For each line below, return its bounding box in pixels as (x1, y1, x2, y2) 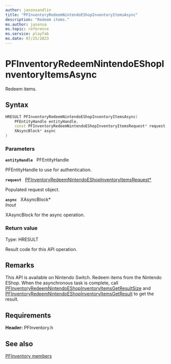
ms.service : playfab (5, 31, 50, 36)
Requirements (5, 311, 51, 320)
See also (5, 339, 33, 348)
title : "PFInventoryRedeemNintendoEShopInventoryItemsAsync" (5, 12, 138, 17)
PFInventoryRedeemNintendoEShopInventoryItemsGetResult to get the (5, 291, 154, 297)
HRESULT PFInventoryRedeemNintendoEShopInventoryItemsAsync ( (5, 114, 138, 119)
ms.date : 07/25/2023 (5, 36, 50, 41)
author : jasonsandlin (5, 7, 52, 13)
